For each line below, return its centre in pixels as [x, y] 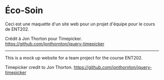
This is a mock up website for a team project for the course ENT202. [74, 58]
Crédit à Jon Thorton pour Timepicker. [43, 39]
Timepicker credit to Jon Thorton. [39, 67]
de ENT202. [17, 29]
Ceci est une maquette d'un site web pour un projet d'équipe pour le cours [80, 24]
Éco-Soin [24, 10]
